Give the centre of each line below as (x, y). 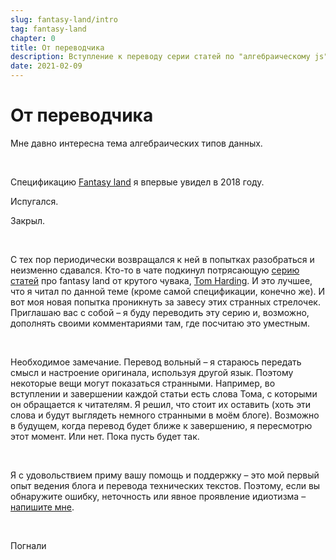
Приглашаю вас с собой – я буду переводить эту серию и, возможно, (160, 312)
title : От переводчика (57, 47)
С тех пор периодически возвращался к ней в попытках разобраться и (162, 259)
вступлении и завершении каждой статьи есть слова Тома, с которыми (164, 393)
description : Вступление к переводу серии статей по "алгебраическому (160, 57)
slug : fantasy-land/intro (64, 19)
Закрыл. (28, 220)
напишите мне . (42, 507)
